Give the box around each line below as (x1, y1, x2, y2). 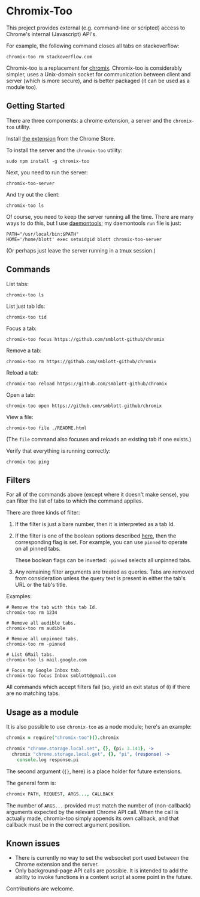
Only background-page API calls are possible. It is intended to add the (14, 867, 189, 874)
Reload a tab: (6, 369, 39, 376)
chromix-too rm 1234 (6, 610, 58, 616)
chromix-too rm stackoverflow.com (6, 54, 93, 60)
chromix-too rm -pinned (6, 641, 66, 647)
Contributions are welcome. (6, 885, 75, 892)
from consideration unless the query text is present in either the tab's (14, 575, 186, 582)
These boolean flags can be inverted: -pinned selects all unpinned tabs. (14, 557, 192, 564)
